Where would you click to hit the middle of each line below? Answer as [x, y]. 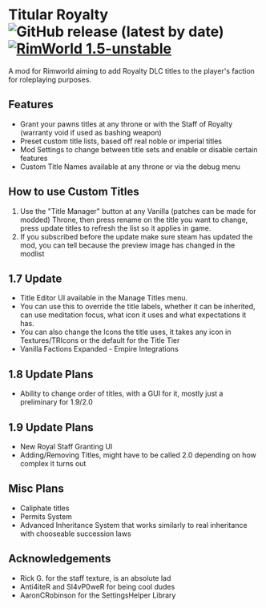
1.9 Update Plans [51, 427]
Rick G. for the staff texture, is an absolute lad [95, 578]
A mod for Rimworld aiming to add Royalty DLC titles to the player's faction [131, 70]
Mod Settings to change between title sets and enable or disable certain [139, 149]
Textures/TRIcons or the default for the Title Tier [100, 340]
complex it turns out [53, 463]
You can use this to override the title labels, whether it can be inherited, [137, 307]
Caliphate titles [44, 508]
